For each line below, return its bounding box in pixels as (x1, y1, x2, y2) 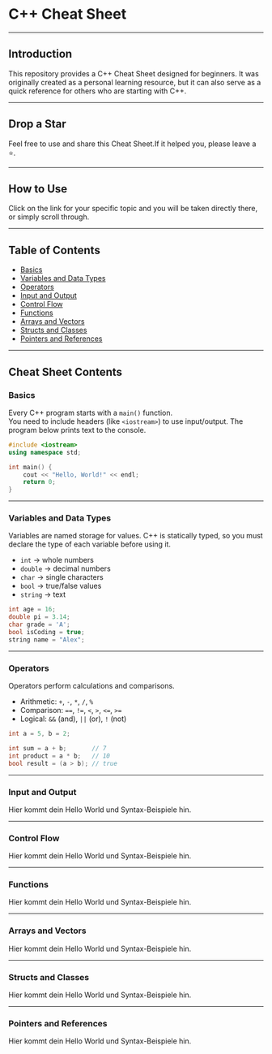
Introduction (8, 47, 73, 61)
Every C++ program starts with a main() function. (8, 408, 172, 417)
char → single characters (19, 572, 104, 582)
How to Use (8, 182, 68, 196)
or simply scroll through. (8, 212, 90, 222)
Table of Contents (8, 243, 101, 257)
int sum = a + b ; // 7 (8, 744, 107, 752)
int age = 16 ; (8, 606, 57, 614)
